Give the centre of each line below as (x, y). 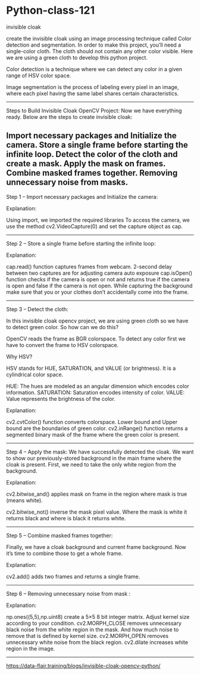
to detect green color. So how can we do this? (62, 327)
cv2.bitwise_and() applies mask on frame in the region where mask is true (97, 494)
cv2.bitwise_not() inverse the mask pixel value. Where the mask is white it (97, 512)
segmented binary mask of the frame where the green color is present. (93, 434)
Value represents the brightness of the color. (61, 398)
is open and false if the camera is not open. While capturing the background (99, 286)
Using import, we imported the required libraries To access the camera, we (98, 220)
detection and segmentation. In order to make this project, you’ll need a (94, 45)
